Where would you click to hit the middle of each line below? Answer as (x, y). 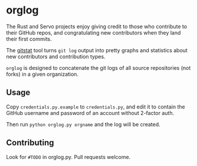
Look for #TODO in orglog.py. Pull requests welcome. (68, 157)
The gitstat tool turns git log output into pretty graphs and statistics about (97, 50)
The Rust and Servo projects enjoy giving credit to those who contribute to (97, 26)
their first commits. (29, 39)
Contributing (30, 143)
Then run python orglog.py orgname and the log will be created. (83, 124)
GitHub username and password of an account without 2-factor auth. (90, 113)
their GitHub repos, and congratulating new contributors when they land (93, 32)
